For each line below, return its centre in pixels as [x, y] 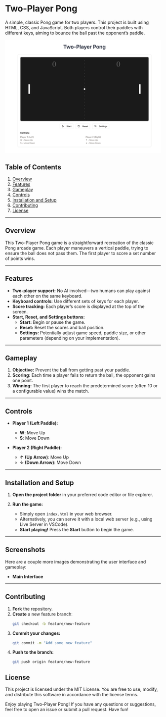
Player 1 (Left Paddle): [35, 423]
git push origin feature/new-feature [51, 662]
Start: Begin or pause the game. [52, 322]
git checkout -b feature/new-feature [51, 624]
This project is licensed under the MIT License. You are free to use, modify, [82, 689]
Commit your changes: [36, 633]
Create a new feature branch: [42, 614]
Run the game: [28, 504]
